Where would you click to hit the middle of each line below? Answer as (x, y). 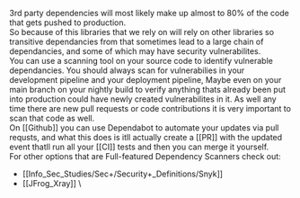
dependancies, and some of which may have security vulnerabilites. (135, 51)
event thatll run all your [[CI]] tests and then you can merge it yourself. (139, 147)
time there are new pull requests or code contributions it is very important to (150, 108)
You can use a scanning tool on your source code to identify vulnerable (141, 61)
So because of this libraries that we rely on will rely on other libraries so (142, 32)
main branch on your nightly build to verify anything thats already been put (147, 90)
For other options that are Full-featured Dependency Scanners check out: (145, 156)
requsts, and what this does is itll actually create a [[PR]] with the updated (146, 137)
